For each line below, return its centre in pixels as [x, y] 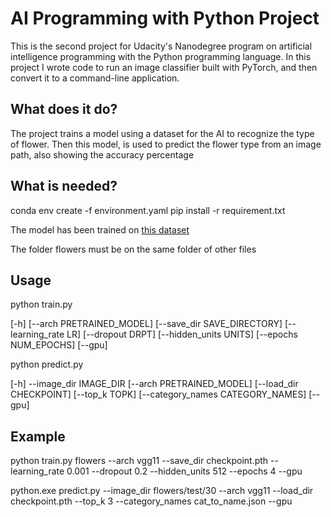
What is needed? [64, 186]
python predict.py [47, 364]
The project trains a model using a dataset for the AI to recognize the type [162, 133]
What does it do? [64, 109]
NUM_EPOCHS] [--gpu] [59, 345]
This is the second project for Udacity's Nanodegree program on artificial [161, 46]
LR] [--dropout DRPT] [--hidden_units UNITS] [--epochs [182, 334]
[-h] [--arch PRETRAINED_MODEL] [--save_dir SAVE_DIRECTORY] [146, 324]
